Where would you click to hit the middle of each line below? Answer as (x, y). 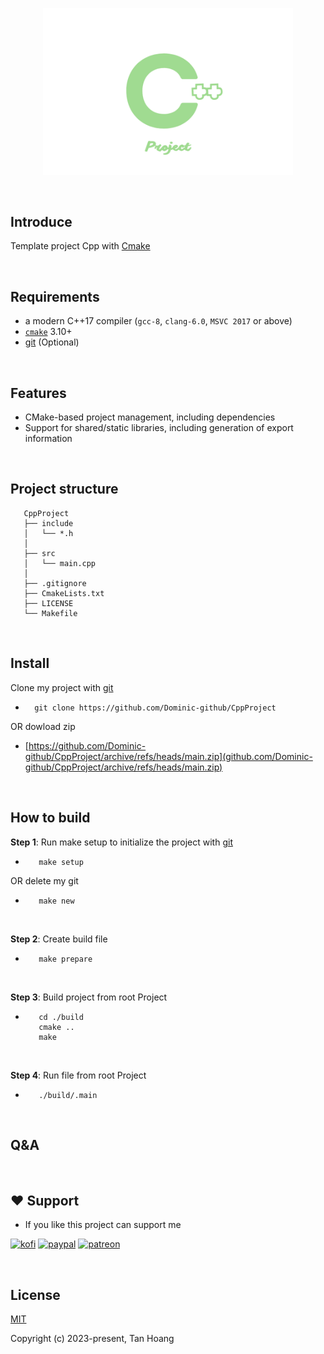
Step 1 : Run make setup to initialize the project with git (121, 842)
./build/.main (68, 1095)
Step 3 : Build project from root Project (89, 997)
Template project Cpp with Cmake (80, 246)
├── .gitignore (55, 583)
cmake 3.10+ (48, 332)
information (48, 439)
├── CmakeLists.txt (64, 593)
